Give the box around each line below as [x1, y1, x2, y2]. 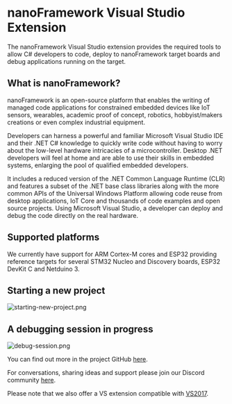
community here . [7, 376, 56, 385]
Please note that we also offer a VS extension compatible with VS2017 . [7, 389, 209, 398]
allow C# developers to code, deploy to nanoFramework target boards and [7, 50, 220, 58]
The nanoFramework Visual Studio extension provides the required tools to [7, 42, 222, 51]
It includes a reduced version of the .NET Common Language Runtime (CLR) [7, 174, 226, 183]
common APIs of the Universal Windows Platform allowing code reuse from [7, 189, 222, 197]
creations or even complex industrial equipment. [7, 118, 146, 126]
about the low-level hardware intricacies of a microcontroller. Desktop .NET [7, 146, 223, 154]
